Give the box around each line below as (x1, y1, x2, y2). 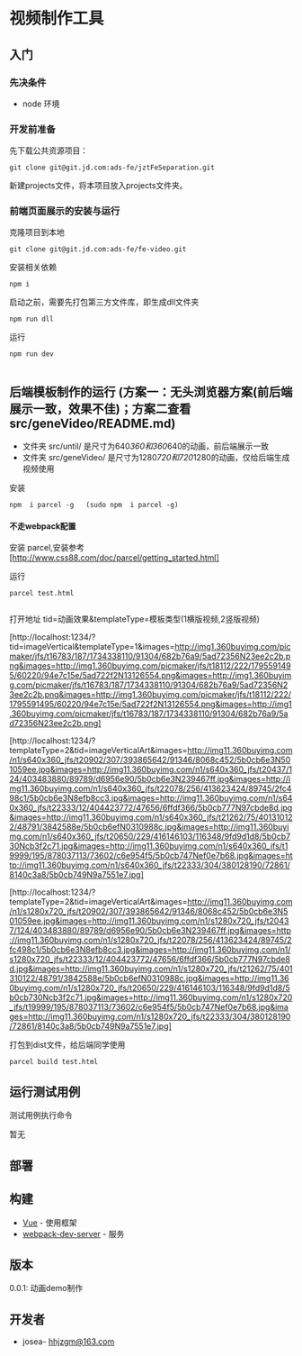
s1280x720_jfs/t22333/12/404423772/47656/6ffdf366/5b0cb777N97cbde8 (9, 954, 290, 965)
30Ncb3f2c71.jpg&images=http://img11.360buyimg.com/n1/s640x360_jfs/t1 (9, 841, 289, 851)
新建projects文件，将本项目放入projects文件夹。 (9, 180, 188, 191)
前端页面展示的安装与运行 (9, 205, 120, 217)
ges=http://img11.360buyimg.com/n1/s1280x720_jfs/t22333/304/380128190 (9, 1011, 291, 1023)
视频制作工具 (9, 8, 105, 29)
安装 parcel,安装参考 (9, 542, 85, 553)
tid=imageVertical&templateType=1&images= (9, 642, 175, 652)
